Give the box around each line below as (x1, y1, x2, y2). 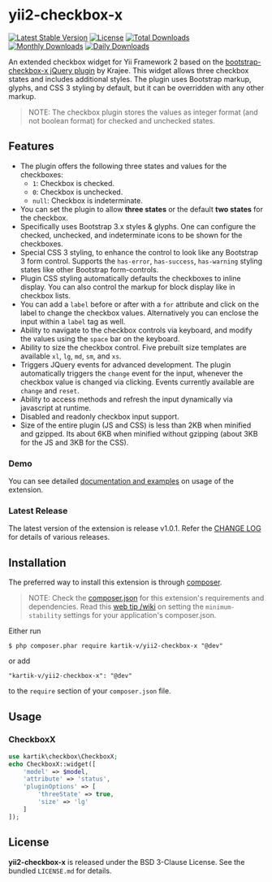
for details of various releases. (8, 532, 110, 542)
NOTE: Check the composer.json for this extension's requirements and (28, 593, 265, 603)
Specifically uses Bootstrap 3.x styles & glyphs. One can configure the (19, 221, 256, 231)
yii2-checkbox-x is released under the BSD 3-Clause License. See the (8, 857, 245, 867)
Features (8, 140, 54, 154)
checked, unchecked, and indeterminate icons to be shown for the (19, 230, 243, 240)
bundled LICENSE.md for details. (8, 866, 112, 875)
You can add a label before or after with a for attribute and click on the (19, 299, 260, 309)
